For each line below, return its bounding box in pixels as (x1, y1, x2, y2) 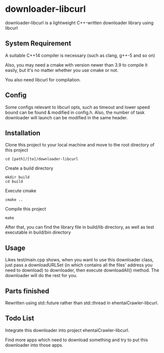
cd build (5, 179, 23, 184)
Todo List (5, 314, 35, 322)
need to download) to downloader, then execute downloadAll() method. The (5, 267, 160, 273)
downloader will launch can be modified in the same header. (5, 114, 128, 120)
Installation (5, 129, 41, 137)
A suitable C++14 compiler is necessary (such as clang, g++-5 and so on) (5, 52, 156, 58)
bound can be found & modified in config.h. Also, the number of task (5, 109, 145, 115)
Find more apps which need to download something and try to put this (5, 337, 148, 343)
